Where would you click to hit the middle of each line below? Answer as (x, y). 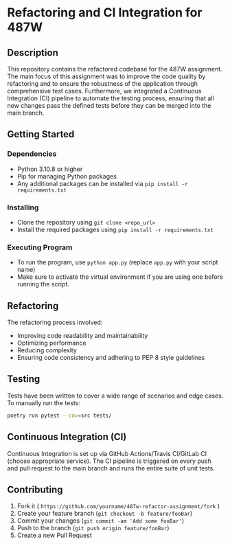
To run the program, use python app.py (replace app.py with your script (117, 262)
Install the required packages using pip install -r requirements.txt (115, 229)
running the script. (43, 284)
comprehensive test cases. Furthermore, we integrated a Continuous (104, 91)
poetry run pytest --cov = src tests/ (59, 416)
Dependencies (32, 154)
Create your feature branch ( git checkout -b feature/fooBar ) (105, 514)
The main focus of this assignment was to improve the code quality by (106, 76)
